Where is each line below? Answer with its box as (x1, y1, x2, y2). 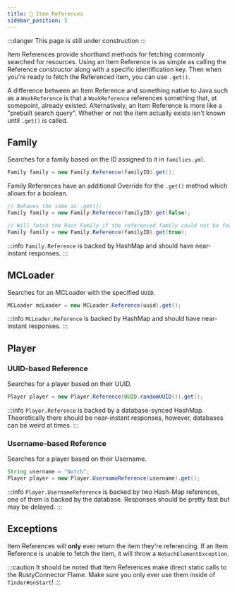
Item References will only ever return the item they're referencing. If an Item (7, 541, 229, 550)
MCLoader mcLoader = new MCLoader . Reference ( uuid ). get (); (7, 301, 181, 309)
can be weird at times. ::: (7, 421, 79, 429)
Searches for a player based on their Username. (7, 454, 147, 463)
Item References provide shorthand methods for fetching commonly (7, 50, 205, 59)
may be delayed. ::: (7, 502, 63, 511)
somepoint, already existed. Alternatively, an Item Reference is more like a (7, 101, 222, 109)
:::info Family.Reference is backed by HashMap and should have (7, 241, 194, 250)
